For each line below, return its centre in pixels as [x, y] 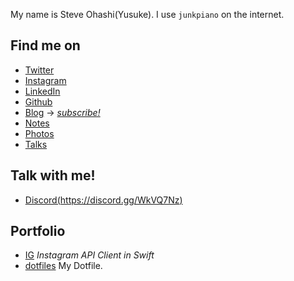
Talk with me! [53, 175]
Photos [39, 133]
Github [38, 101]
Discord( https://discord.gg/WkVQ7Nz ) [103, 200]
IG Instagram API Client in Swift [89, 255]
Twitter [39, 70]
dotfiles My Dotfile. [63, 266]
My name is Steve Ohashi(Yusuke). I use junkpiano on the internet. [147, 14]
